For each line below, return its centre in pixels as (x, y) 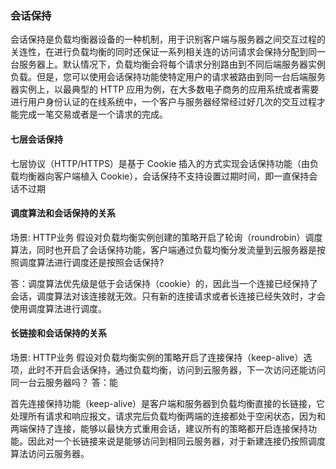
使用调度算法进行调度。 (58, 308)
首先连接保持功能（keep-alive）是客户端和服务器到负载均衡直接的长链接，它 (168, 403)
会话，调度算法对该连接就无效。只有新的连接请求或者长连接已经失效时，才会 (168, 296)
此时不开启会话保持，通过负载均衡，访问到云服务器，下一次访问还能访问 (176, 369)
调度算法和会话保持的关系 (63, 213)
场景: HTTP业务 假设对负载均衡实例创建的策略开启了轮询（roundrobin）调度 (166, 237)
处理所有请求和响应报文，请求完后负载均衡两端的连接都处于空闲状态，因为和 (168, 416)
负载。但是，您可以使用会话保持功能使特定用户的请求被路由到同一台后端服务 (168, 77)
